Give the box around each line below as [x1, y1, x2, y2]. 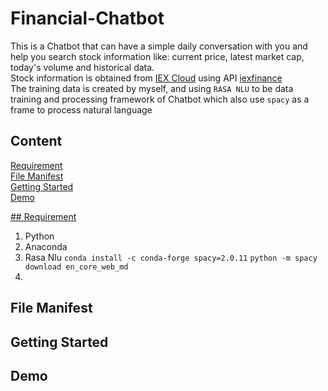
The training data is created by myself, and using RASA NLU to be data [10, 82, 294, 94]
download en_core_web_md [24, 262, 129, 272]
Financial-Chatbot [10, 7, 165, 30]
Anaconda [24, 240, 68, 252]
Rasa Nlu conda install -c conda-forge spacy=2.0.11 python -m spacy [24, 251, 318, 263]
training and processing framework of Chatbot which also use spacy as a [10, 93, 310, 105]
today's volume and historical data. [10, 61, 155, 73]
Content [10, 133, 63, 150]
